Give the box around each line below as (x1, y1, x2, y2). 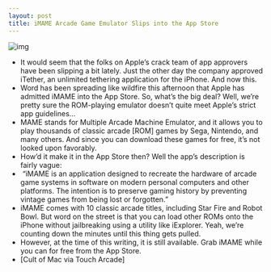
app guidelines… (19, 108, 76, 118)
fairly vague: (19, 160, 62, 169)
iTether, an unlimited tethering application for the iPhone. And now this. (19, 74, 257, 84)
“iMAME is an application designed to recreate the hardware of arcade (22, 169, 257, 178)
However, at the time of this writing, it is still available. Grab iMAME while (19, 237, 263, 247)
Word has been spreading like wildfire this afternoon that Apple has (19, 82, 245, 93)
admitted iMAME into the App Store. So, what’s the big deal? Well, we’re (19, 91, 260, 101)
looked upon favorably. (19, 143, 97, 153)
